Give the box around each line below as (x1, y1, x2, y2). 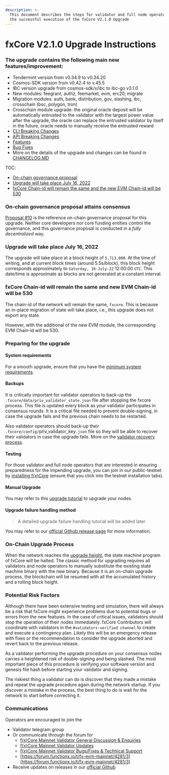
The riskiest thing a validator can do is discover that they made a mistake (5, 676, 157, 683)
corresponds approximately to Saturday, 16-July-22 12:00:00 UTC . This (5, 266, 152, 272)
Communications (5, 705, 48, 712)
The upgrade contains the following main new (5, 57, 120, 64)
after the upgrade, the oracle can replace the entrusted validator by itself (12, 117, 163, 123)
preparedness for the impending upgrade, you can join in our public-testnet (5, 467, 162, 473)
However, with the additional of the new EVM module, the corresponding (5, 322, 156, 328)
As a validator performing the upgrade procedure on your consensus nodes (5, 650, 162, 657)
